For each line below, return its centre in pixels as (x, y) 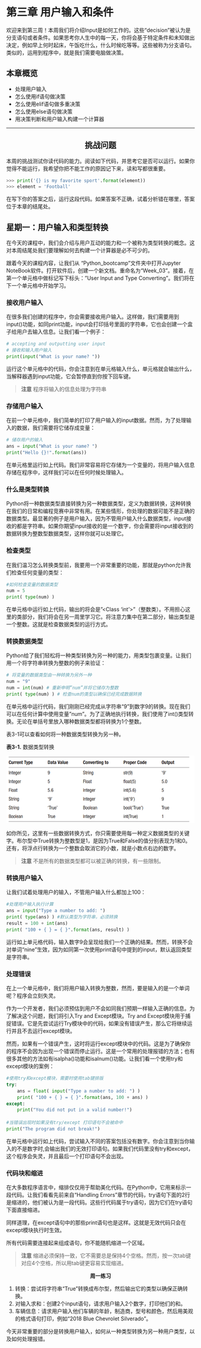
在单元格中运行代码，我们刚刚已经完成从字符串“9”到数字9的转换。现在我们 (98, 706)
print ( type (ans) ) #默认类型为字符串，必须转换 (62, 917)
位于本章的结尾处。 (30, 206)
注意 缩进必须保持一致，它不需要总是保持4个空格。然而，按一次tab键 (106, 1256)
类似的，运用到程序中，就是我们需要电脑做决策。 (66, 52)
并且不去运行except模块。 (43, 1031)
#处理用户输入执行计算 (30, 904)
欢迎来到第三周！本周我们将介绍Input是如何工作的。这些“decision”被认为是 (99, 30)
